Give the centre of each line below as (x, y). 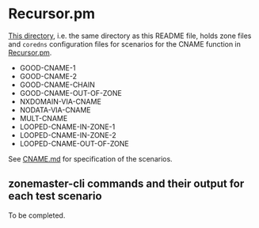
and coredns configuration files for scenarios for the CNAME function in (125, 44)
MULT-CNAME (44, 118)
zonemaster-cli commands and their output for (126, 184)
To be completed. (37, 215)
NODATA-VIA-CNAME (55, 110)
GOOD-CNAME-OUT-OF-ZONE (71, 93)
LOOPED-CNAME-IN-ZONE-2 (68, 135)
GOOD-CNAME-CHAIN (57, 85)
